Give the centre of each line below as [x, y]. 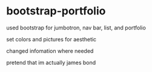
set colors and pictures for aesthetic [51, 39]
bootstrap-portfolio [56, 11]
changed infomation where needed [50, 51]
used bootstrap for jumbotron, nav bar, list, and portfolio [76, 28]
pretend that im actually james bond [51, 62]
